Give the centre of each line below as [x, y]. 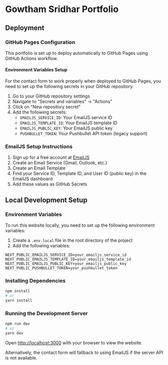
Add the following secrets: [39, 112]
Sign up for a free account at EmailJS [51, 157]
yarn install [19, 301]
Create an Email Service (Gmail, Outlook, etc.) [60, 163]
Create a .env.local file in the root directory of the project [72, 240]
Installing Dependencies [36, 281]
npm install [18, 291]
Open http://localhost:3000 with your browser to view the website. [74, 342]
